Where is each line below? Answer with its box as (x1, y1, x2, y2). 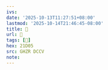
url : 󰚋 (6, 32, 23, 38)
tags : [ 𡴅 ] (6, 37, 31, 43)
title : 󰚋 (6, 26, 28, 32)
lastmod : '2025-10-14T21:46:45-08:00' (6, 20, 104, 26)
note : (6, 54, 20, 60)
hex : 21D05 (6, 43, 34, 49)
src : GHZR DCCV (6, 49, 45, 55)
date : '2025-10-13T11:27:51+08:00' (6, 15, 96, 21)
